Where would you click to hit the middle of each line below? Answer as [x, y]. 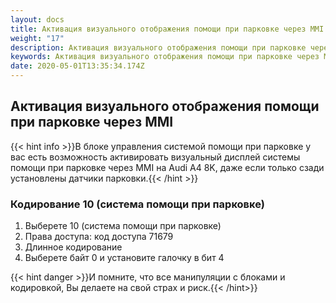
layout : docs [37, 19]
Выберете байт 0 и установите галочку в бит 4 [124, 258]
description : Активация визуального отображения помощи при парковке [158, 47]
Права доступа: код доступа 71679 [99, 237]
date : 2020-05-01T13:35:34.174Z [77, 66]
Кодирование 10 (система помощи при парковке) [137, 204]
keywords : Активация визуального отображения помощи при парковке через [165, 57]
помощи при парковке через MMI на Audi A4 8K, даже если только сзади [167, 167]
